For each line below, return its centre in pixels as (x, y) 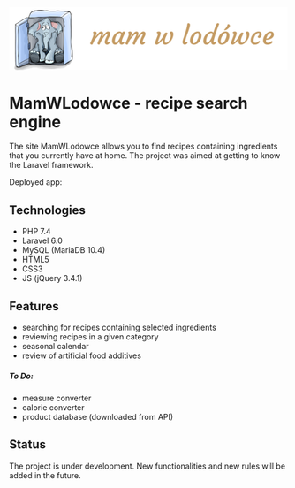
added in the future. (45, 475)
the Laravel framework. (52, 165)
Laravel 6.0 (42, 240)
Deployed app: (36, 182)
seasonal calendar (56, 347)
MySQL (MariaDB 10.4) (64, 250)
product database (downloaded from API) (98, 416)
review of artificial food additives (81, 355)
